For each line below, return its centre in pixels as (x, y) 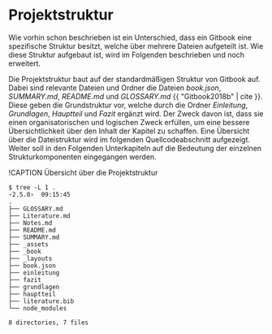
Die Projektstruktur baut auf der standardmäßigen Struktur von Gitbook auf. (134, 79)
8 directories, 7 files (49, 323)
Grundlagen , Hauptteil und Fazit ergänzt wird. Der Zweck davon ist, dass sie (136, 113)
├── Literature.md (39, 216)
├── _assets (28, 244)
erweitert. (25, 63)
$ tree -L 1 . (32, 187)
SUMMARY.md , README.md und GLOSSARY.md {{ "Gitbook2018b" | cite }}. (136, 96)
